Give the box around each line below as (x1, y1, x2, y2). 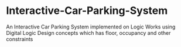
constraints (6, 35, 33, 42)
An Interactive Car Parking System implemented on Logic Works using (6, 23, 176, 30)
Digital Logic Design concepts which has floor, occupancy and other (6, 29, 171, 36)
